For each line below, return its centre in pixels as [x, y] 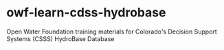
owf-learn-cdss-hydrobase [86, 13]
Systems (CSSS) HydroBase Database [60, 38]
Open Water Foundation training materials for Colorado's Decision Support [112, 32]
